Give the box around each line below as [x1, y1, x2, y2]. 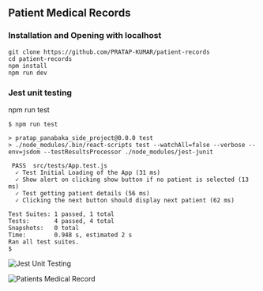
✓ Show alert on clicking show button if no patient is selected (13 [15, 176, 249, 183]
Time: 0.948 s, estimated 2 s [8, 231, 133, 239]
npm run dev [8, 69, 47, 77]
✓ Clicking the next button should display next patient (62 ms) [15, 196, 235, 204]
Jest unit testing [8, 87, 73, 98]
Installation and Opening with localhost [8, 30, 162, 41]
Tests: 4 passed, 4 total [8, 217, 115, 225]
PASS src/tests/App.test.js [11, 161, 108, 169]
